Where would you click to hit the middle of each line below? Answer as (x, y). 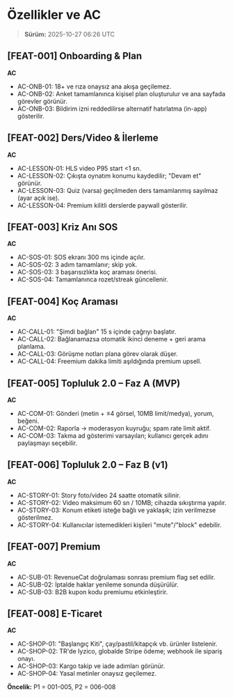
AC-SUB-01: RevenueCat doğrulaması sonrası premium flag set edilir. (116, 577)
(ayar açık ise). (39, 198)
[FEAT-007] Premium (54, 547)
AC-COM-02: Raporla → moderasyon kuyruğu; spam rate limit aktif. (114, 428)
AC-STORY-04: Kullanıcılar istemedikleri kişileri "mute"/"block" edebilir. (119, 525)
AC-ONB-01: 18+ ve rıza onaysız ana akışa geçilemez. (94, 86)
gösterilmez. (35, 517)
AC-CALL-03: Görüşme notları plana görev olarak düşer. (98, 354)
